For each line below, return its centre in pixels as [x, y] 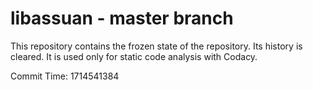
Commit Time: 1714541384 [65, 76]
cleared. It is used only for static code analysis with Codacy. [134, 56]
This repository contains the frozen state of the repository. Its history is [156, 46]
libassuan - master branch [122, 18]
